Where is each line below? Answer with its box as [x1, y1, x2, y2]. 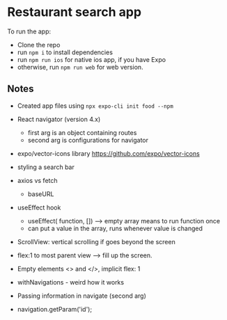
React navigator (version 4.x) [17, 115, 101, 123]
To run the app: [7, 27, 52, 35]
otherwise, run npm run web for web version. [17, 63, 144, 71]
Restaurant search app [7, 4, 141, 20]
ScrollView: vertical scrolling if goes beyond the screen [17, 237, 175, 246]
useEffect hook [17, 203, 61, 211]
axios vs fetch [17, 176, 58, 184]
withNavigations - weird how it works [17, 278, 124, 286]
